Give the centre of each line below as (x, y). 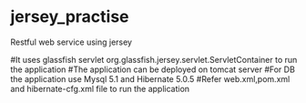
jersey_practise (70, 17)
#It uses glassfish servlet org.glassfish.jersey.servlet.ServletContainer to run (154, 59)
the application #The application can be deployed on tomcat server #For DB (153, 69)
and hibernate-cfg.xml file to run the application (100, 88)
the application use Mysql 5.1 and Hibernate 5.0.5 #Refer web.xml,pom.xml (150, 78)
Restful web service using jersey (71, 42)
